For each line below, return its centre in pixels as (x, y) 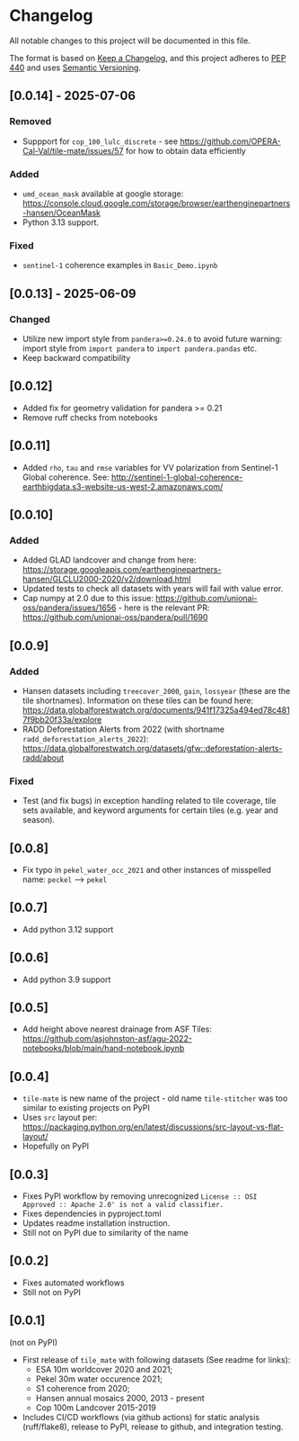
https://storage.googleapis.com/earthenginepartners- (122, 570)
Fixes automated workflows (73, 1283)
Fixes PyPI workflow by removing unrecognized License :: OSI (140, 1196)
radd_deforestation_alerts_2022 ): (85, 738)
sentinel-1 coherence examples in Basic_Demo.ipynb (120, 266)
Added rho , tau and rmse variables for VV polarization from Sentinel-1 (150, 467)
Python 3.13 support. (61, 222)
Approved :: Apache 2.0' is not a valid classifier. (123, 1205)
